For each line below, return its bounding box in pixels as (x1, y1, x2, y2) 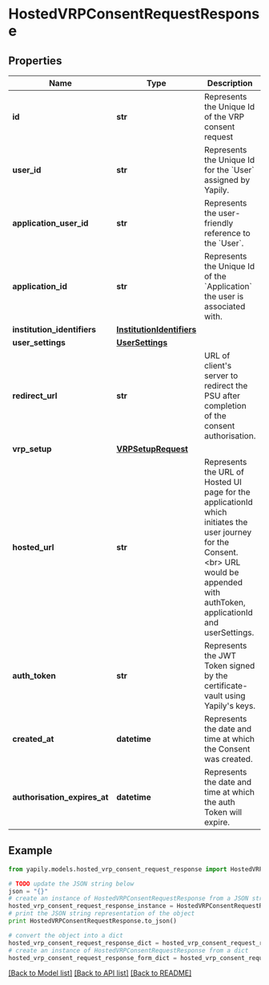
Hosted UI (203, 477, 243, 487)
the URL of (203, 466, 244, 478)
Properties (8, 54, 62, 67)
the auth (203, 796, 235, 808)
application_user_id (12, 218, 89, 229)
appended (203, 577, 243, 588)
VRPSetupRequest (115, 443, 188, 454)
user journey (203, 527, 252, 538)
